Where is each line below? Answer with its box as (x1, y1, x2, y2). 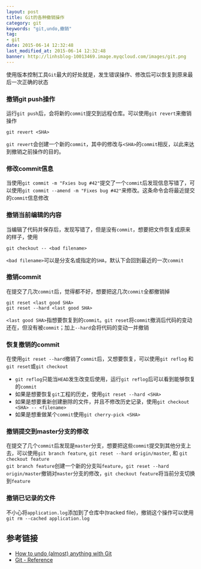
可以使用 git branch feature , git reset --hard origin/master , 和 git (16, 449, 188, 457)
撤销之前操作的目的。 (11, 148, 64, 155)
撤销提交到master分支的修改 (6, 428, 89, 436)
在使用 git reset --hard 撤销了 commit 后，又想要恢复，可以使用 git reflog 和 (6, 355, 194, 363)
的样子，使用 (6, 233, 38, 241)
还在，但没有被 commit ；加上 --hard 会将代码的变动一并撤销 (6, 324, 149, 331)
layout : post (6, 8, 39, 15)
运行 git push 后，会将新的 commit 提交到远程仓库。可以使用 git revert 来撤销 (6, 109, 192, 117)
